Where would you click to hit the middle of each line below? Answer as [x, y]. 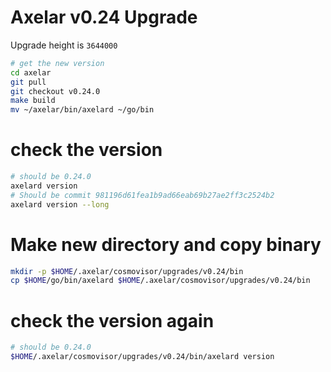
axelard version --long [60, 204]
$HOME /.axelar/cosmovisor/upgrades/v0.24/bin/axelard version [142, 357]
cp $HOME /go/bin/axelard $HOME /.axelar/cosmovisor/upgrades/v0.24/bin [160, 281]
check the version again [112, 320]
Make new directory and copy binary [166, 244]
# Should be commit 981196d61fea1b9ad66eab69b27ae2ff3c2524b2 [142, 195]
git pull [28, 82]
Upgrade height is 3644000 [64, 45]
